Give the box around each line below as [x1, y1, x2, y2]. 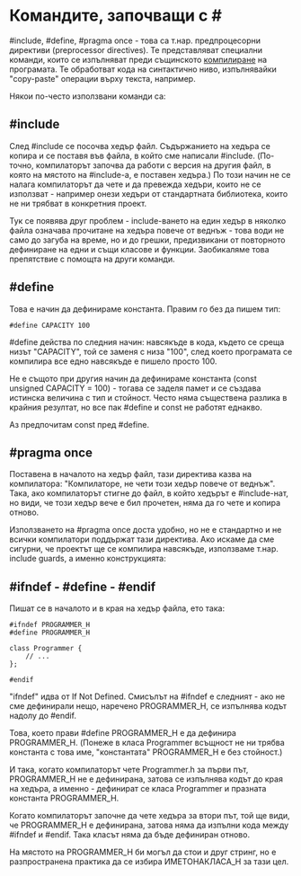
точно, [9, 159, 34, 171]
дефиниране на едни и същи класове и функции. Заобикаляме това [9, 243, 270, 254]
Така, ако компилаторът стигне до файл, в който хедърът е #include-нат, [9, 488, 289, 499]
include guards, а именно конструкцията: [9, 553, 166, 564]
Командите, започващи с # [9, 5, 223, 26]
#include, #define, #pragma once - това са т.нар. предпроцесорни [9, 35, 261, 46]
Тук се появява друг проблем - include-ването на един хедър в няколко [9, 215, 287, 226]
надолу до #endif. [9, 711, 76, 721]
